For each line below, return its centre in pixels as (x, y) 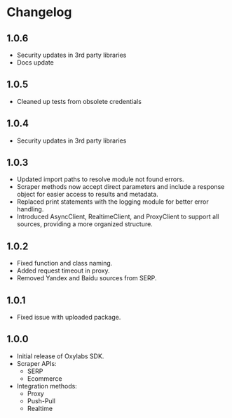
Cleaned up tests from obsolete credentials (79, 101)
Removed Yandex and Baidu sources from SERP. (87, 278)
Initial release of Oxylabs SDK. (60, 356)
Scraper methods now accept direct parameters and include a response (121, 187)
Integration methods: (47, 386)
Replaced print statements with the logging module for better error (112, 202)
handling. (30, 209)
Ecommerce (45, 378)
